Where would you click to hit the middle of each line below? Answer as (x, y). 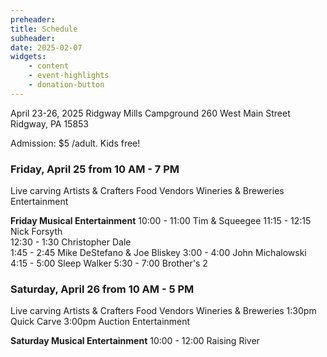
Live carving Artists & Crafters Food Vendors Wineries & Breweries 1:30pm (163, 311)
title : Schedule (44, 29)
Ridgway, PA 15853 (50, 123)
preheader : (33, 19)
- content (49, 66)
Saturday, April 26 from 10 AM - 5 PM (102, 289)
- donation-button (66, 85)
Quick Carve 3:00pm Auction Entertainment (100, 322)
